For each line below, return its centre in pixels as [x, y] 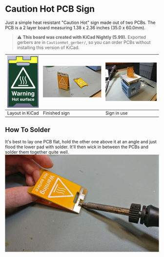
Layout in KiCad [23, 113]
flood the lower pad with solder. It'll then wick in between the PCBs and [77, 147]
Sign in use [117, 113]
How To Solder [28, 130]
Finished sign [56, 113]
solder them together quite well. [37, 152]
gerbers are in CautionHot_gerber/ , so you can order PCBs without [84, 42]
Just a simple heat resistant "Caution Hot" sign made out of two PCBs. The [80, 22]
